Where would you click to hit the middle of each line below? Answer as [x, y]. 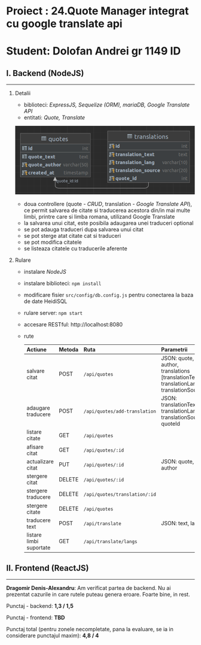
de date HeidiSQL [45, 301]
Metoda [69, 349]
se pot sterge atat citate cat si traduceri [72, 236]
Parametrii [174, 349]
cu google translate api [64, 24]
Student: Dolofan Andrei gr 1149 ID [94, 51]
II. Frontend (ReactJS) [48, 568]
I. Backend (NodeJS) [45, 73]
